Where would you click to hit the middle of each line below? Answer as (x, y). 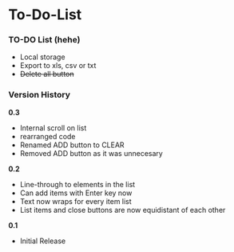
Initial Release (43, 241)
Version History (39, 95)
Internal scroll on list (53, 128)
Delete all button (47, 74)
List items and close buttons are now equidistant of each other (123, 210)
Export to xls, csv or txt (58, 66)
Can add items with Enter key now (76, 193)
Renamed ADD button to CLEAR (72, 145)
